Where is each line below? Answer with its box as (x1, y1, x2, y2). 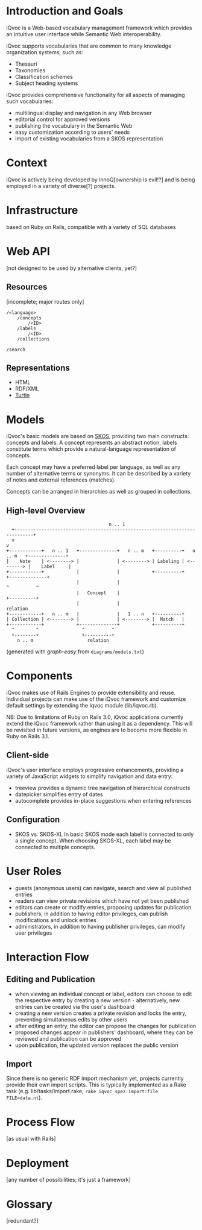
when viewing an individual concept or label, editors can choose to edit (14, 990, 192, 997)
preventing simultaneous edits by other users (14, 1015, 128, 1023)
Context (6, 156, 48, 170)
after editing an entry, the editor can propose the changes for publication (14, 1022, 197, 1029)
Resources (6, 282, 48, 292)
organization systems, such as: (6, 48, 83, 55)
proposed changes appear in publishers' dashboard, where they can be (14, 1029, 194, 1036)
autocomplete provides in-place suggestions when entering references (14, 797, 192, 804)
